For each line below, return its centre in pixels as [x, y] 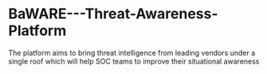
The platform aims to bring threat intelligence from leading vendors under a [132, 53]
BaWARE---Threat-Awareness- [113, 14]
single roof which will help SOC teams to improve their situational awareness [134, 61]
